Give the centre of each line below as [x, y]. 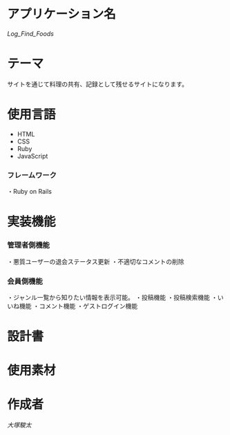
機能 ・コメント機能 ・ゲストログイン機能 [78, 306]
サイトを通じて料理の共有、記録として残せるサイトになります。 [98, 84]
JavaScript [32, 156]
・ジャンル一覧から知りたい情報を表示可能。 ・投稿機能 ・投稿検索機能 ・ [113, 297]
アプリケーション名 [61, 14]
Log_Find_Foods [30, 33]
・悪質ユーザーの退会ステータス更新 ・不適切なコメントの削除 [96, 261]
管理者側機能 [29, 245]
